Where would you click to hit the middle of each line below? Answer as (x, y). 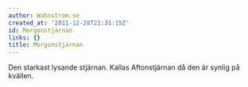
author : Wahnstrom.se (44, 15)
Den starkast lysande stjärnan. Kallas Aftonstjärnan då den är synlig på (124, 67)
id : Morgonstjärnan (41, 30)
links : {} (25, 38)
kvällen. (21, 76)
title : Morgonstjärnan (46, 45)
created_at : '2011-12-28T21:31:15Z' (69, 23)
